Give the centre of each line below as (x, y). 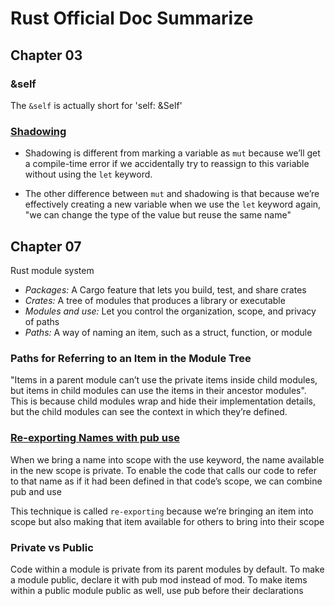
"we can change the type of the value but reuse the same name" (158, 215)
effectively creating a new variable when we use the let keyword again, (173, 204)
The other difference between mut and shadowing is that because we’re (172, 194)
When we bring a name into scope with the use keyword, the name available (167, 459)
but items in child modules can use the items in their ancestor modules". (158, 391)
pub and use (36, 491)
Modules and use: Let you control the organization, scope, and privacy (170, 311)
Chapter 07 (46, 246)
